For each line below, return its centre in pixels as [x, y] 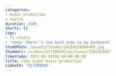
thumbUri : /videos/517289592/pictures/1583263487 [58, 51]
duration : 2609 [21, 24]
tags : [11, 33]
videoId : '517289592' [28, 65]
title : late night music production [43, 61]
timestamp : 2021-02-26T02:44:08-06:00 [46, 56]
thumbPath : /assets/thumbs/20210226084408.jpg [55, 47]
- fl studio [18, 38]
